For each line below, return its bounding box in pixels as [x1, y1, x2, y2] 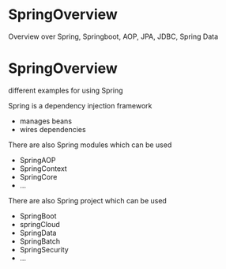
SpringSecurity [19, 244, 69, 254]
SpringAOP [19, 155, 56, 165]
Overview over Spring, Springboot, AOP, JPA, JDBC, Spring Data [8, 32, 219, 41]
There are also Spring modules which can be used [8, 140, 172, 150]
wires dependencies [19, 124, 86, 134]
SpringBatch [19, 236, 61, 246]
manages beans [19, 116, 73, 126]
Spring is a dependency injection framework [8, 100, 153, 110]
